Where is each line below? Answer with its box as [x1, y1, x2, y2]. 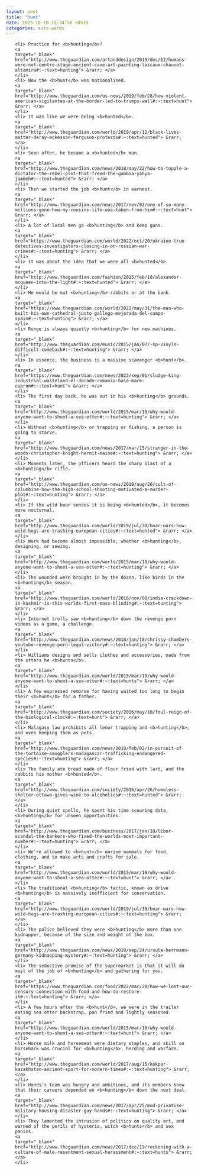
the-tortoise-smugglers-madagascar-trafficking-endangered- [14, 751, 166, 757]
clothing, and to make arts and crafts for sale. [14, 854, 140, 860]
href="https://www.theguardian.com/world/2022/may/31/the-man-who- [14, 305, 184, 311]
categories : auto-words [6, 25, 65, 31]
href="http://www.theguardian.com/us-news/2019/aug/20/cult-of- [14, 482, 177, 488]
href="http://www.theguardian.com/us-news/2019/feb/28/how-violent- [14, 93, 187, 99]
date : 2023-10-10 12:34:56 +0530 [6, 20, 89, 25]
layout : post [6, 8, 38, 15]
